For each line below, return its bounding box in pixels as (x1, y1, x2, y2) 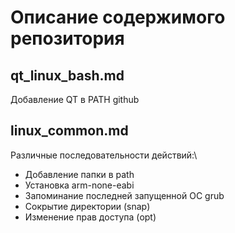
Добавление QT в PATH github (10, 94, 140, 105)
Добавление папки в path (24, 168, 135, 180)
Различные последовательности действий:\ (10, 149, 198, 161)
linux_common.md (10, 122, 129, 140)
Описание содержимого (10, 6, 226, 29)
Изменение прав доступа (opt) (24, 211, 157, 223)
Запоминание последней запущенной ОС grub (24, 189, 225, 201)
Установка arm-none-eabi (24, 179, 135, 191)
